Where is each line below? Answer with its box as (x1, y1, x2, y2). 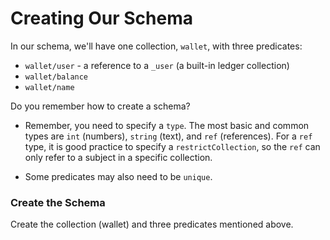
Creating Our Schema (10, 7, 194, 30)
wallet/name (24, 82, 75, 92)
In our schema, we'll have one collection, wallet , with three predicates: (10, 40, 303, 52)
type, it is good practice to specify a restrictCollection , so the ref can (24, 140, 321, 152)
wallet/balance (24, 72, 89, 82)
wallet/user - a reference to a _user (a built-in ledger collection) (24, 59, 290, 71)
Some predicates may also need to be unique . (24, 170, 213, 182)
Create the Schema (10, 195, 106, 209)
